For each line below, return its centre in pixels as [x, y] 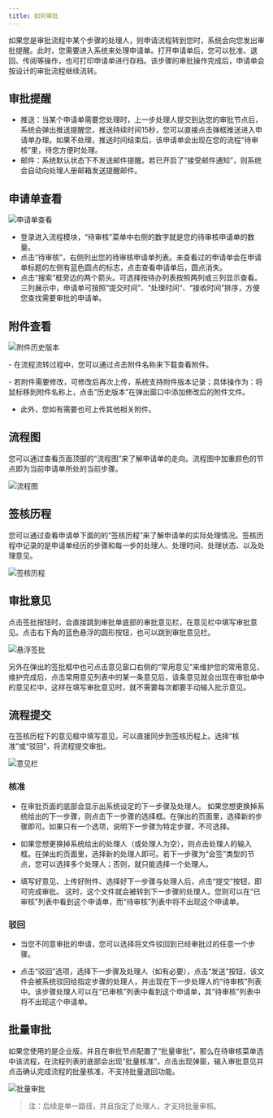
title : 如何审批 [33, 16]
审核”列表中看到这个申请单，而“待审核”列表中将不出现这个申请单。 [132, 901]
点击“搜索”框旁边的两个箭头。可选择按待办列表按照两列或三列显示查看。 [141, 278]
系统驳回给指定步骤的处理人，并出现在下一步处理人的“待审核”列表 [152, 981]
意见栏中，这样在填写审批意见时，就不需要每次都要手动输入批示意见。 [132, 687]
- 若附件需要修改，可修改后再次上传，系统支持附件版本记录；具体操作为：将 [136, 382]
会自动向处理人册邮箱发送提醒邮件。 [81, 171]
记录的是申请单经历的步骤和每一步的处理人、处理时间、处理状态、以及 [140, 545]
